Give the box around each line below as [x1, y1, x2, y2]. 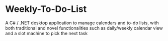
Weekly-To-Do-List [5, 3, 87, 15]
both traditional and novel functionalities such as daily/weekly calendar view [5, 25, 163, 31]
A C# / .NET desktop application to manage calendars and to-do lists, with [5, 20, 159, 26]
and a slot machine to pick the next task [5, 30, 88, 36]
